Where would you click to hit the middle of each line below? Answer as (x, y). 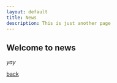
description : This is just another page (59, 23)
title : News (21, 18)
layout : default (27, 12)
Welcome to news (41, 48)
